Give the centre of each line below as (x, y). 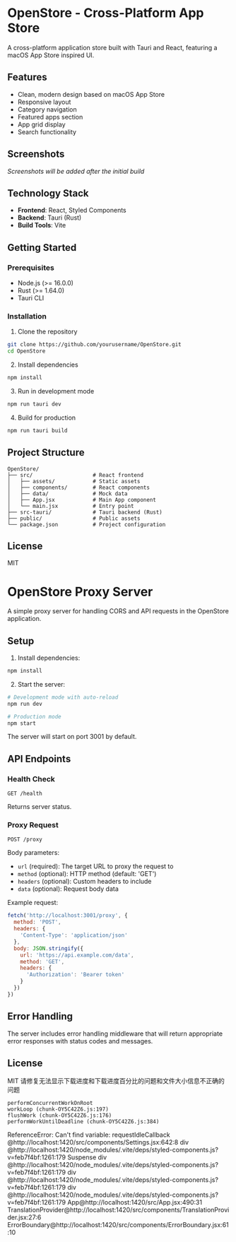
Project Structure (46, 453)
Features (27, 77)
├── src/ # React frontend (75, 475)
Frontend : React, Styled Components (72, 211)
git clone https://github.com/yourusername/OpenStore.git (94, 345)
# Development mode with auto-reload (63, 697)
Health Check (31, 779)
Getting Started (42, 248)
